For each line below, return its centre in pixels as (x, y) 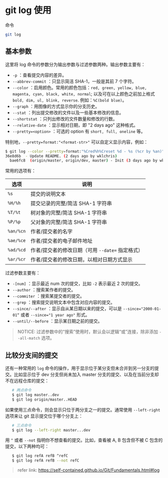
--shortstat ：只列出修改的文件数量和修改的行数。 (65, 118)
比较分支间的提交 (31, 355)
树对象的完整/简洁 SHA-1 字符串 (69, 213)
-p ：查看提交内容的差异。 (39, 75)
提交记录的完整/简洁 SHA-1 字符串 (71, 203)
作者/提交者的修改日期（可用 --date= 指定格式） (87, 250)
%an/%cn (17, 231)
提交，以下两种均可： (27, 446)
